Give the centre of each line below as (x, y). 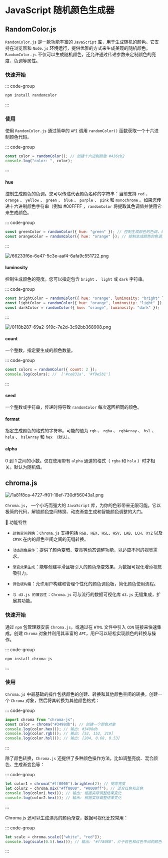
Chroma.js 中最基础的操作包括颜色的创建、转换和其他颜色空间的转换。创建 (82, 694)
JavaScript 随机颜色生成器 (60, 10)
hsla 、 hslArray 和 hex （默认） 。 (39, 437)
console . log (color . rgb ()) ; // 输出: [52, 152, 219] (59, 733)
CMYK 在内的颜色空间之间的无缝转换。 (50, 539)
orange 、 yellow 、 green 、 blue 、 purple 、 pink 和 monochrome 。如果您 (81, 200)
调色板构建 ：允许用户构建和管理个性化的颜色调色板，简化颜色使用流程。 (85, 584)
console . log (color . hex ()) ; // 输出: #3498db (51, 729)
